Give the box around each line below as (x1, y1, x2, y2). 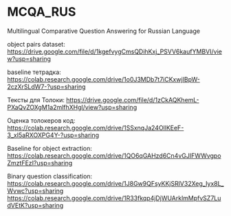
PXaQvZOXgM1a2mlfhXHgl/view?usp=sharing (7, 103, 137, 111)
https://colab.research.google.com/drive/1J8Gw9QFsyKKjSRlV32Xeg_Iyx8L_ (7, 179, 225, 187)
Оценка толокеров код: (7, 116, 76, 124)
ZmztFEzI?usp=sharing (7, 158, 73, 167)
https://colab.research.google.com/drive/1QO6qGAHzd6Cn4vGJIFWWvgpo (7, 152, 221, 160)
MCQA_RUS (7, 4, 76, 20)
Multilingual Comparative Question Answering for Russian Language (7, 27, 201, 35)
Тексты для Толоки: (7, 95, 65, 104)
